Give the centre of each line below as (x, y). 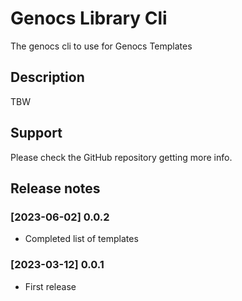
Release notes (55, 188)
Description (47, 77)
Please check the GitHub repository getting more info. (121, 157)
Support (36, 133)
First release (50, 286)
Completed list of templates (81, 239)
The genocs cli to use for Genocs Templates (101, 46)
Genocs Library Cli (89, 18)
